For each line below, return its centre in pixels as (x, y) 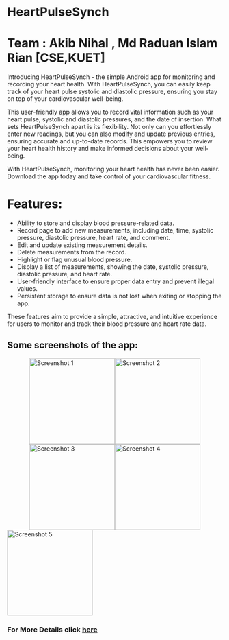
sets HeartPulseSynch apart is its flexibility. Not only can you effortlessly (109, 127)
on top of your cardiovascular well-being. (65, 99)
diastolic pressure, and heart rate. (65, 274)
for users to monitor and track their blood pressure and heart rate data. (107, 324)
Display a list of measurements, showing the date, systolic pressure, (113, 267)
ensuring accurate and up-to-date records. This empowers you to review (110, 141)
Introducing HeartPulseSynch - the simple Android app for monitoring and (111, 77)
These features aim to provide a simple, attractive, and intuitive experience (112, 317)
